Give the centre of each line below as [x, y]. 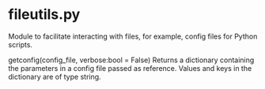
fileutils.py [44, 15]
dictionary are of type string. [55, 76]
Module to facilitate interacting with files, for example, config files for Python [133, 36]
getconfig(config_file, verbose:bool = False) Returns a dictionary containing [131, 60]
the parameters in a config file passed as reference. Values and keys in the [130, 68]
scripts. [21, 44]
